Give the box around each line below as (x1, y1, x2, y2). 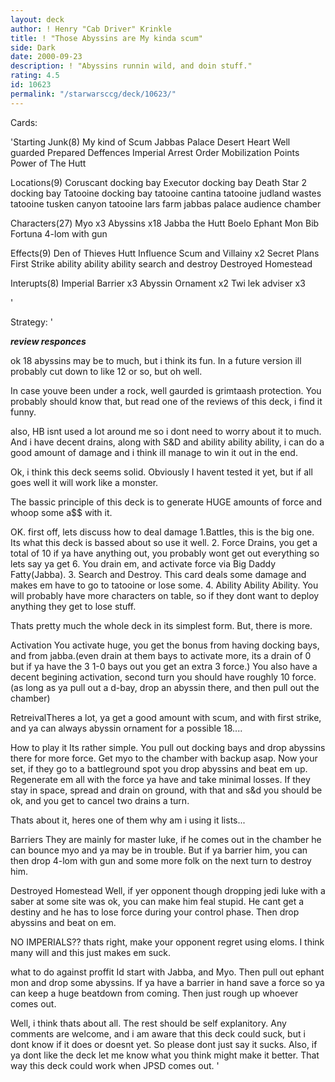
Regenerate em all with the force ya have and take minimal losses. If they (10, 773, 311, 785)
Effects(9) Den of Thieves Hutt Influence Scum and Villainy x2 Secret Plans (10, 247, 320, 259)
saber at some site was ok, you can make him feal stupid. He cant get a (10, 895, 305, 907)
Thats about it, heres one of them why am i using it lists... (10, 814, 246, 826)
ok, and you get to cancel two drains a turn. (10, 794, 190, 806)
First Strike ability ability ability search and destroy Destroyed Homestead (10, 257, 313, 270)
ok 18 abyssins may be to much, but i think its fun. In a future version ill (10, 354, 302, 366)
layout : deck (10, 14, 65, 25)
